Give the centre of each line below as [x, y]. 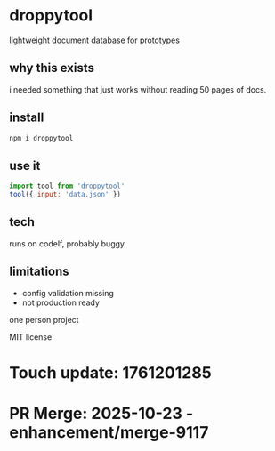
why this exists [52, 68]
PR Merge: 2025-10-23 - [101, 414]
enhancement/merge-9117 [109, 432]
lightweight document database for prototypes [95, 40]
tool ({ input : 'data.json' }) [65, 195]
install [27, 118]
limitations [39, 272]
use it [25, 165]
